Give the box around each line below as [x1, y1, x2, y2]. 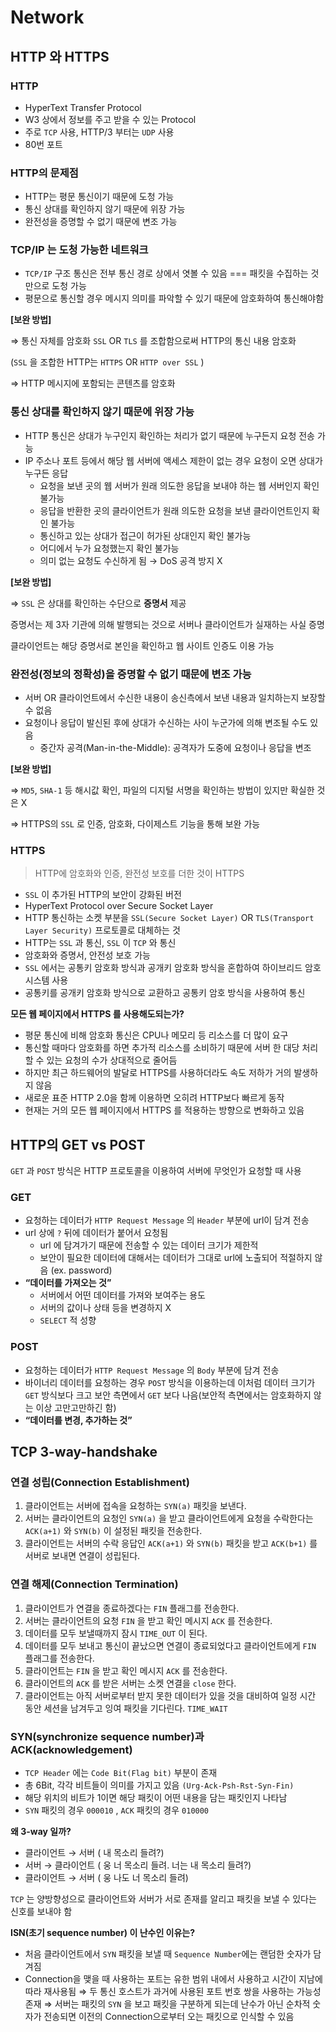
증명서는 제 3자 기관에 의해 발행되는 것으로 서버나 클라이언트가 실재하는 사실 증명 [10, 618, 325, 630]
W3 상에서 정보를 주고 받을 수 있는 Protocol [24, 113, 197, 125]
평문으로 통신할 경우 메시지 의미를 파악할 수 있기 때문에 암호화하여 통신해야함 [24, 292, 325, 305]
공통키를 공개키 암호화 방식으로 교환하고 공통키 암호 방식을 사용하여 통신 [24, 987, 306, 999]
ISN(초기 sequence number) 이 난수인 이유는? [10, 1927, 196, 1939]
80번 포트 [24, 138, 63, 150]
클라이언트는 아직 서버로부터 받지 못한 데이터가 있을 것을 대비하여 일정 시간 [24, 1689, 317, 1701]
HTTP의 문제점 [10, 166, 79, 180]
